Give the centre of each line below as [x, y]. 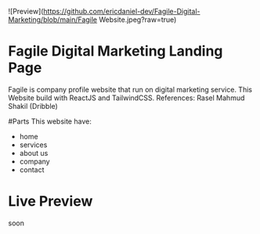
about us [34, 153]
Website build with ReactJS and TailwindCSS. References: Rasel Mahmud [126, 98]
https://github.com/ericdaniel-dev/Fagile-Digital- [121, 11]
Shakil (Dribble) [33, 106]
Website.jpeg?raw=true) [138, 20]
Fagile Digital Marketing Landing [116, 51]
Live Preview [51, 202]
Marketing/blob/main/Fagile [53, 20]
